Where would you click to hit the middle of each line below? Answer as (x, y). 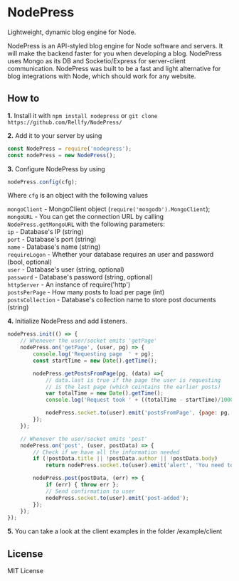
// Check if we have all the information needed (106, 452)
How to (23, 98)
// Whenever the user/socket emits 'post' (84, 439)
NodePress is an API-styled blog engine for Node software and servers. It (115, 46)
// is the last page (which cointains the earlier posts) (133, 387)
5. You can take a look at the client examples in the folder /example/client (115, 531)
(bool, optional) (30, 262)
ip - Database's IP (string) (46, 232)
